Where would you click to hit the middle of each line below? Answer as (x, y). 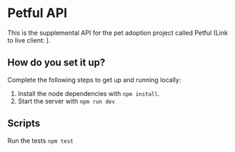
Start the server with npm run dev (66, 101)
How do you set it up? (56, 63)
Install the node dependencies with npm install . (89, 93)
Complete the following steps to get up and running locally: (94, 80)
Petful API (37, 13)
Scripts (24, 123)
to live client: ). (29, 40)
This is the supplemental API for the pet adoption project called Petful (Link (118, 33)
